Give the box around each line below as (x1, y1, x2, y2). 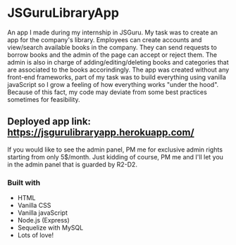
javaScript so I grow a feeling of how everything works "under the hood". (7, 80, 219, 88)
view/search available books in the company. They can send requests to (7, 43, 217, 51)
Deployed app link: (7, 116, 92, 128)
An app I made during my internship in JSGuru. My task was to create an (7, 28, 218, 37)
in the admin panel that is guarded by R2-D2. (7, 160, 137, 168)
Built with (7, 178, 41, 187)
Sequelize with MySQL (17, 223, 84, 232)
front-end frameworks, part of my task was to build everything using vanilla (7, 72, 227, 81)
